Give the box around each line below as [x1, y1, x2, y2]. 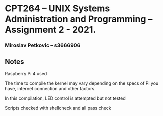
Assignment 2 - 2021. [5, 24, 96, 35]
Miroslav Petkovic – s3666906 [5, 42, 81, 49]
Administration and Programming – [5, 13, 153, 25]
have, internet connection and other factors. [5, 85, 96, 91]
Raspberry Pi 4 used [5, 70, 47, 76]
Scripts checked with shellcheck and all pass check [5, 105, 111, 111]
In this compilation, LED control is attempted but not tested [5, 95, 126, 101]
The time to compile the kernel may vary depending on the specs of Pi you [5, 80, 159, 86]
